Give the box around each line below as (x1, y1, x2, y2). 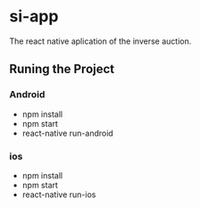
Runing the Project (9, 62, 115, 77)
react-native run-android (21, 128, 113, 138)
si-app (9, 6, 59, 27)
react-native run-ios (21, 189, 96, 200)
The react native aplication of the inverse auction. (9, 36, 192, 46)
